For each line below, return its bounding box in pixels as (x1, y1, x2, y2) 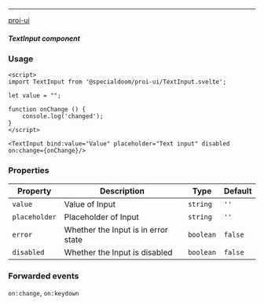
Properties (8, 165, 49, 176)
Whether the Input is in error (64, 224, 169, 235)
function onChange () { (8, 105, 86, 114)
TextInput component (8, 33, 81, 43)
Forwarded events (8, 270, 79, 281)
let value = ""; (8, 92, 61, 100)
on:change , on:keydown (8, 288, 80, 297)
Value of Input (64, 198, 116, 209)
